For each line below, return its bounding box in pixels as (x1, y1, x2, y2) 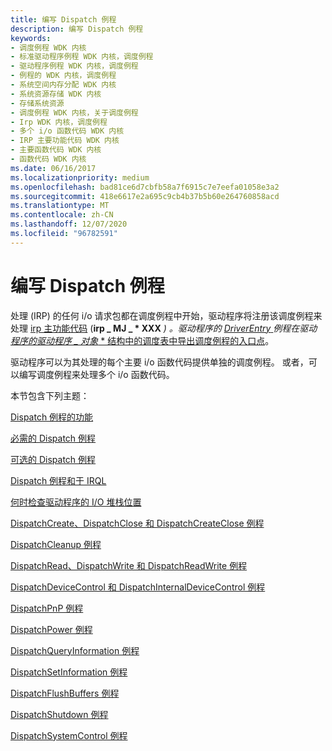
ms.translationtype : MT (10, 201, 110, 211)
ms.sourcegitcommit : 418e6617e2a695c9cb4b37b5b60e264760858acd (10, 191, 280, 201)
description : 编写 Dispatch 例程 (10, 24, 144, 34)
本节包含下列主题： (10, 389, 90, 401)
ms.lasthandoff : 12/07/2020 (10, 219, 128, 230)
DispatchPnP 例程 (10, 602, 84, 614)
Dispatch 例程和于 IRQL (10, 474, 107, 486)
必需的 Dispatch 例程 (10, 432, 97, 444)
